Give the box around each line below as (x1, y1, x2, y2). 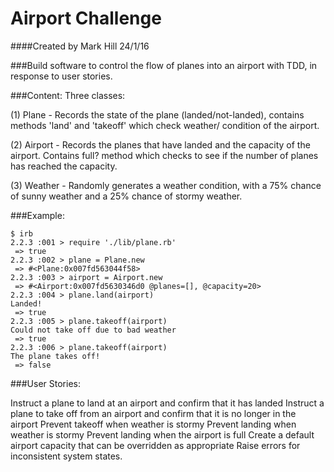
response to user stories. (10, 70, 113, 82)
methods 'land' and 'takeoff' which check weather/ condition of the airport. (10, 119, 320, 131)
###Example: (10, 209, 65, 221)
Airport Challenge (10, 7, 162, 30)
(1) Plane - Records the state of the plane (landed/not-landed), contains (10, 108, 305, 121)
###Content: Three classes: (10, 89, 126, 101)
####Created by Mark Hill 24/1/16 (10, 40, 150, 52)
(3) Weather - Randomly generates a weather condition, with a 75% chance (10, 179, 322, 191)
